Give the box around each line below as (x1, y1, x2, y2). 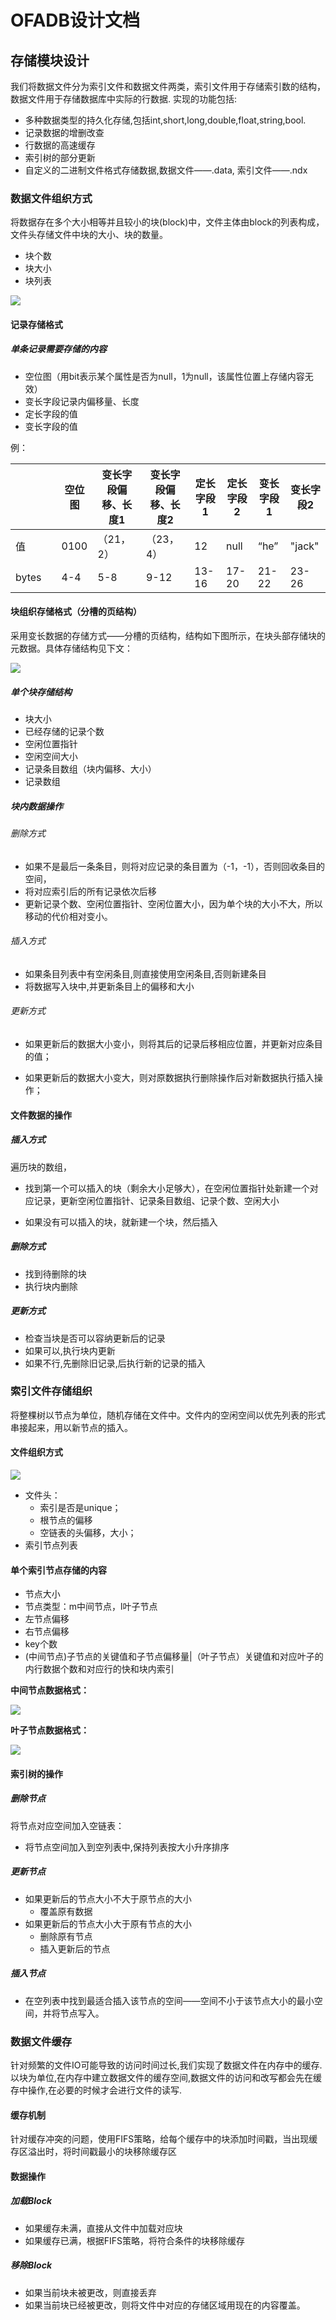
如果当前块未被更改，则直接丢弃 (24, 2286, 157, 2298)
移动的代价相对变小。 (24, 910, 113, 922)
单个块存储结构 (10, 686, 72, 698)
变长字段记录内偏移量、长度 (24, 395, 140, 407)
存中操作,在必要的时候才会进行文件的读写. (10, 2084, 183, 2096)
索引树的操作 (10, 1767, 63, 1780)
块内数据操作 (10, 800, 63, 812)
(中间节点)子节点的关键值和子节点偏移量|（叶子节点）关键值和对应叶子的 (24, 1651, 324, 1663)
